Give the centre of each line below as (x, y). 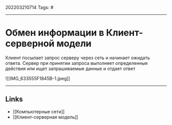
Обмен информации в (55, 33)
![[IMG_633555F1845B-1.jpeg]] (38, 78)
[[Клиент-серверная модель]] (45, 117)
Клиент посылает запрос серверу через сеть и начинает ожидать (78, 58)
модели (74, 44)
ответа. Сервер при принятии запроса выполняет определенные (77, 63)
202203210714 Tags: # (29, 7)
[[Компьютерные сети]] (39, 111)
